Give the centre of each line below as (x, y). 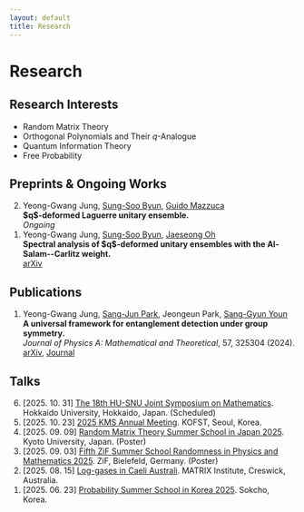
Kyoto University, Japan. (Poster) (84, 441)
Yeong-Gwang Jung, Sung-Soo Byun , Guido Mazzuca (123, 206)
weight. (96, 254)
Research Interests (64, 105)
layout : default (40, 18)
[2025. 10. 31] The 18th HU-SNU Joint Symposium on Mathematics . (148, 403)
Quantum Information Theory (77, 145)
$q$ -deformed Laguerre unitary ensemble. (106, 215)
